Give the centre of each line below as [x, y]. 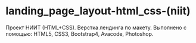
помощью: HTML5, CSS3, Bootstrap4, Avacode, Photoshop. [80, 33]
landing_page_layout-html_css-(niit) [98, 11]
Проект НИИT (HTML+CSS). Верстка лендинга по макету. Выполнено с [96, 27]
